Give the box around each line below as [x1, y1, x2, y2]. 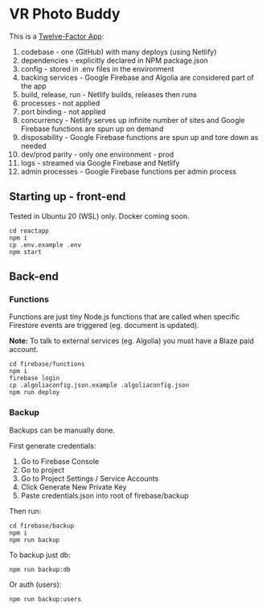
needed [20, 141, 47, 150]
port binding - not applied [20, 106, 106, 117]
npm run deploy [9, 388, 60, 396]
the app [20, 81, 47, 91]
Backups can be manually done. [9, 425, 116, 435]
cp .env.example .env [9, 240, 82, 249]
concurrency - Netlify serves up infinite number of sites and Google [20, 115, 246, 125]
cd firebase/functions [9, 360, 85, 368]
